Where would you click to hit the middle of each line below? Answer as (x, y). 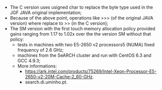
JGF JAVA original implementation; (46, 13)
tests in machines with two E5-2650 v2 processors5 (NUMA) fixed (86, 44)
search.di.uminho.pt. (46, 82)
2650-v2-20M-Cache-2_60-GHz (59, 77)
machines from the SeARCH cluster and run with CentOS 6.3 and (84, 55)
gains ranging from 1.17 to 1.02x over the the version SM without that (80, 34)
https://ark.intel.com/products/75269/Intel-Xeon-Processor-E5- (91, 71)
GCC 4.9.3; (29, 61)
